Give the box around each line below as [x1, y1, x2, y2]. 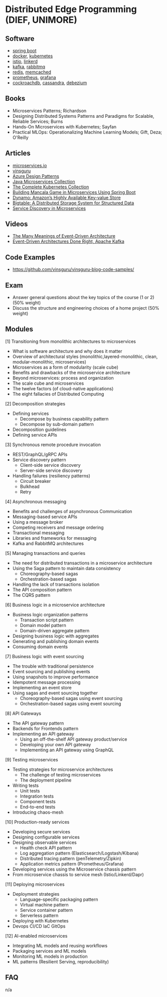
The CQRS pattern [12, 592, 51, 598]
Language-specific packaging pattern [20, 896, 98, 902]
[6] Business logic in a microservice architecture [5, 602, 105, 608]
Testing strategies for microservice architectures [12, 766, 113, 772]
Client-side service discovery [20, 462, 81, 468]
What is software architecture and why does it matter [12, 348, 122, 354]
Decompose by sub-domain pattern [20, 421, 94, 427]
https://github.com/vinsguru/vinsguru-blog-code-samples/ [12, 266, 134, 272]
